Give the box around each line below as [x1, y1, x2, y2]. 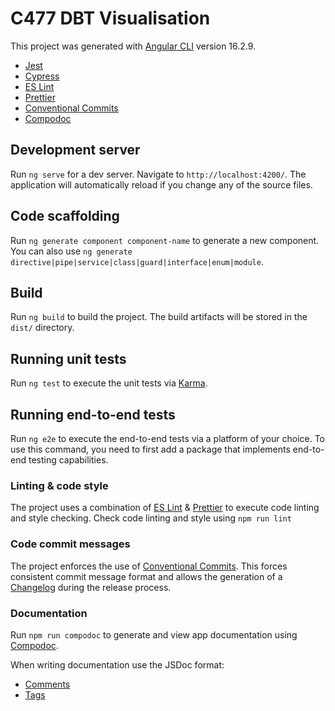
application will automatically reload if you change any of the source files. [10, 178, 313, 191]
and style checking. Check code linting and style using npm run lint [10, 512, 292, 524]
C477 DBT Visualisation [10, 7, 211, 30]
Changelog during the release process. [10, 581, 172, 593]
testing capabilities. [28, 454, 109, 466]
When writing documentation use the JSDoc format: [10, 658, 225, 671]
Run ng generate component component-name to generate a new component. [10, 234, 320, 246]
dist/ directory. [10, 322, 75, 334]
